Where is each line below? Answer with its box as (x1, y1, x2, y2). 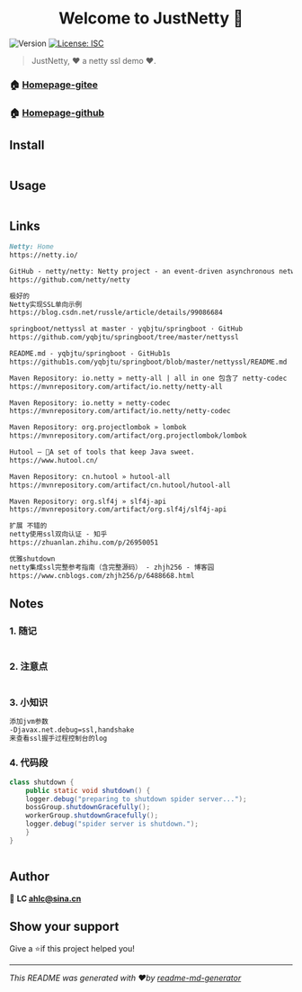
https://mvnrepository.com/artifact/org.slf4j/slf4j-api (9, 505, 227, 514)
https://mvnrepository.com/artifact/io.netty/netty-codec (9, 407, 231, 416)
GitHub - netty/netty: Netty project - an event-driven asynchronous (9, 266, 276, 275)
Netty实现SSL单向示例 (9, 300, 83, 309)
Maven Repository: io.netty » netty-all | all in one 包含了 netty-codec (9, 374, 288, 383)
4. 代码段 (9, 756, 49, 769)
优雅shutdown (9, 554, 56, 564)
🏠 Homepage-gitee (9, 78, 99, 91)
